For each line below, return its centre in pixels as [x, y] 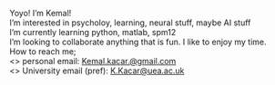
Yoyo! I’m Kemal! [41, 13]
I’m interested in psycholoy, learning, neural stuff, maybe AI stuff [130, 23]
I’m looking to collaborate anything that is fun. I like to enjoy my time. [138, 42]
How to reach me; [43, 52]
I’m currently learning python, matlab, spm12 [93, 32]
